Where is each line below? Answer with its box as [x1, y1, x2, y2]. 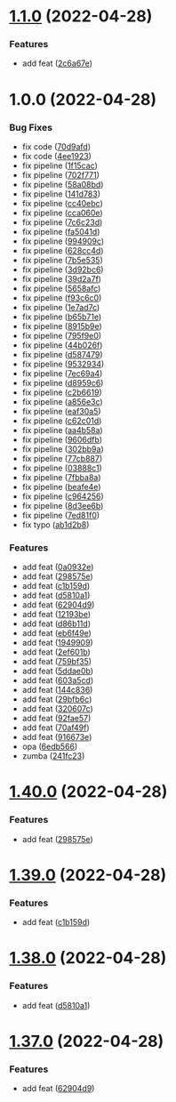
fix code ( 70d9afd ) [21, 141, 92, 152]
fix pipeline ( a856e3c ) [21, 396, 104, 406]
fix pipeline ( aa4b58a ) [21, 424, 104, 435]
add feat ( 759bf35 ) [21, 656, 92, 667]
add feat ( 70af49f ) [21, 722, 91, 733]
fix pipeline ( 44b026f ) [21, 340, 103, 350]
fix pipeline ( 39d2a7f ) [21, 273, 102, 284]
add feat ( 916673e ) [21, 732, 92, 743]
